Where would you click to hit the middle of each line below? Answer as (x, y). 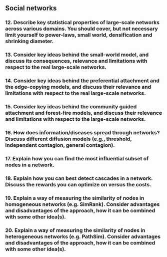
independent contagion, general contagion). (60, 145)
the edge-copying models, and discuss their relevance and (78, 87)
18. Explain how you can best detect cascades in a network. (79, 178)
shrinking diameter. (29, 41)
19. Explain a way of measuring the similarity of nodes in (75, 198)
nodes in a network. (30, 165)
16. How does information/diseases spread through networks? (82, 133)
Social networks (31, 8)
